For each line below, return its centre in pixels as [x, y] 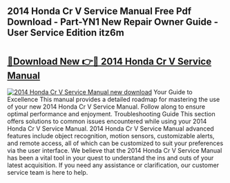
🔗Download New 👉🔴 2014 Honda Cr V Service [109, 61]
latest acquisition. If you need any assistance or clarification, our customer [113, 165]
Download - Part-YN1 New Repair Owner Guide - [113, 22]
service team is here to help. [48, 172]
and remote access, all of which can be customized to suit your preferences [115, 143]
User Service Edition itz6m [66, 33]
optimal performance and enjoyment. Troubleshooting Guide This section [111, 114]
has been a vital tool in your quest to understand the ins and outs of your [111, 158]
